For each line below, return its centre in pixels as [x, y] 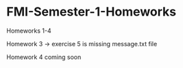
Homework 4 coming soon [44, 57]
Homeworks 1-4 [29, 31]
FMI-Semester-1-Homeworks [91, 12]
